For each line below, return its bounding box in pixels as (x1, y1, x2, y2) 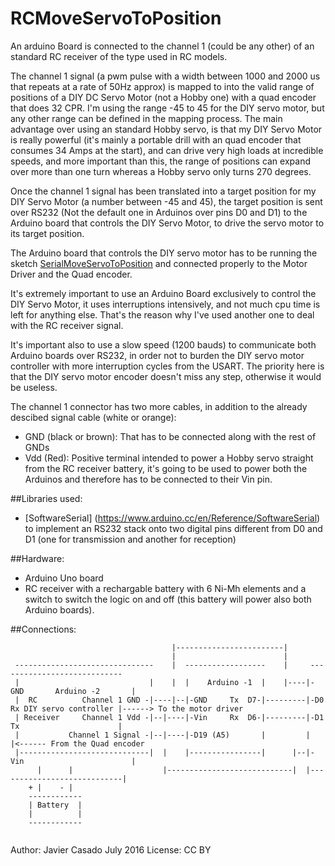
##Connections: (10, 623, 77, 635)
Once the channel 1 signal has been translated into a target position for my (10, 185, 317, 197)
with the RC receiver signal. (10, 319, 124, 331)
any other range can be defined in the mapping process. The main (10, 112, 283, 124)
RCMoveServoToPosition (10, 7, 222, 30)
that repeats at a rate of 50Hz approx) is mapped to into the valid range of (10, 80, 315, 92)
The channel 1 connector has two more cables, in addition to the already (10, 400, 308, 412)
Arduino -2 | (54, 686, 137, 696)
